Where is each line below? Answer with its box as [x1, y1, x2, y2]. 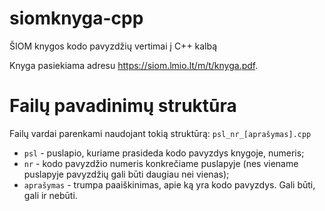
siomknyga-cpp [9, 7, 144, 30]
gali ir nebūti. [23, 189, 78, 201]
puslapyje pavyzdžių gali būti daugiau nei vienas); [23, 168, 230, 180]
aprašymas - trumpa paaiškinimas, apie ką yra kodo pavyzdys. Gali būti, [23, 178, 316, 191]
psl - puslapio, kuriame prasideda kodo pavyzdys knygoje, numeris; [23, 147, 305, 159]
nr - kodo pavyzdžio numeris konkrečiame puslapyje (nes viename [23, 157, 299, 169]
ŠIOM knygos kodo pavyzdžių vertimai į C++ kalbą [9, 40, 218, 52]
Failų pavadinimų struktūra [9, 95, 237, 117]
